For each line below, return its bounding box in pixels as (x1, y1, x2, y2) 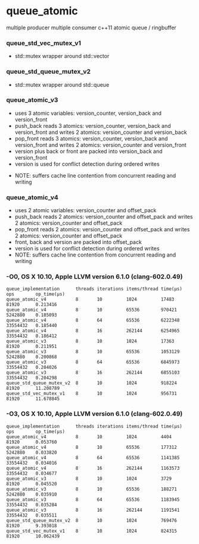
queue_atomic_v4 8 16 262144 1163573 (6, 465, 180, 471)
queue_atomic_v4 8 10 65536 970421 (6, 307, 178, 313)
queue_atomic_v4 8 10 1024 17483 (6, 297, 175, 302)
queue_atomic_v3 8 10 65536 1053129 (6, 349, 180, 355)
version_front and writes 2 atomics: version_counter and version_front (14, 141, 186, 148)
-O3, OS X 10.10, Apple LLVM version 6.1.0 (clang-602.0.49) (6, 409, 183, 418)
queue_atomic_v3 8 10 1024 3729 (6, 475, 172, 482)
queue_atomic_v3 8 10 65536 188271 (6, 486, 178, 492)
